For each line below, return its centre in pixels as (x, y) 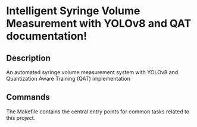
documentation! (47, 36)
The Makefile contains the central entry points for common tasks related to (98, 112)
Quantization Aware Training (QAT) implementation (68, 79)
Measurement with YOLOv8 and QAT (99, 23)
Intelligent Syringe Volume (73, 11)
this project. (21, 118)
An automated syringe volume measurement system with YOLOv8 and (92, 72)
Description (28, 58)
